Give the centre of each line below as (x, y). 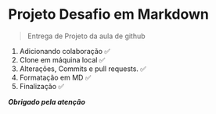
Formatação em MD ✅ (55, 77)
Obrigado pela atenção (47, 102)
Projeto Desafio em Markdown (109, 14)
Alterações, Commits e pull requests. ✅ (83, 69)
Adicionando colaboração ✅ (65, 51)
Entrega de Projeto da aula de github (86, 36)
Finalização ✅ (42, 86)
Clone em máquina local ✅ (62, 59)
